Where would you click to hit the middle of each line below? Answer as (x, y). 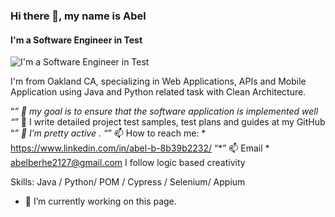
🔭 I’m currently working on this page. (100, 201)
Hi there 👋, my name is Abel (78, 16)
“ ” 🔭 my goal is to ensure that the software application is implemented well (164, 111)
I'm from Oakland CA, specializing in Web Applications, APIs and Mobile (158, 81)
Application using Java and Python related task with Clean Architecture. (158, 92)
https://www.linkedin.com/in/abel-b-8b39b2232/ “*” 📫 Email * (140, 148)
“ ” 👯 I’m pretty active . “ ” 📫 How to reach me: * (108, 133)
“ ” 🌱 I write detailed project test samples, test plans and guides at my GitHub (168, 122)
